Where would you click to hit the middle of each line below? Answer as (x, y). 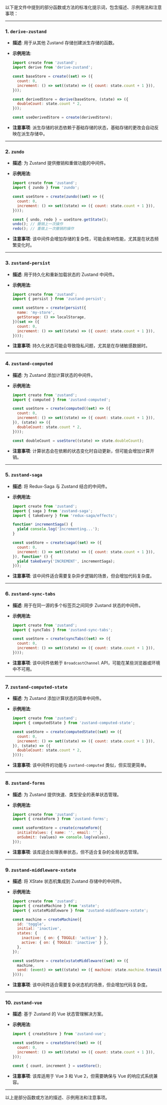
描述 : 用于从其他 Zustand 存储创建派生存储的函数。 (65, 43)
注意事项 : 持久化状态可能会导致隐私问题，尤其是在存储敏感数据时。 (81, 346)
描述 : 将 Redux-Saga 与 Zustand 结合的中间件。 (61, 486)
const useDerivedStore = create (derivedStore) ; (62, 118)
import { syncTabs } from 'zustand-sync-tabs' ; (62, 630)
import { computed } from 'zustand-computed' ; (61, 400)
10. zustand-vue (24, 1003)
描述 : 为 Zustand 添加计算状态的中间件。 (54, 375)
